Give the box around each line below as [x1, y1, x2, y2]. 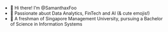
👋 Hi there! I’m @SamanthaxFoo [10, 5, 77, 11]
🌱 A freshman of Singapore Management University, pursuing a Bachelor [10, 16, 163, 21]
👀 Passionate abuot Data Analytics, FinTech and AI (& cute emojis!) [10, 10, 150, 16]
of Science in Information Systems [10, 21, 82, 27]
